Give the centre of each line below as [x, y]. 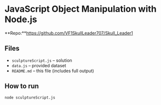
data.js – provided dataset [39, 65]
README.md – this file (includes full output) [53, 71]
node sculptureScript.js [30, 97]
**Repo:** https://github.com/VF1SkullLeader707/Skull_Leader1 [69, 33]
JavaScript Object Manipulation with [80, 9]
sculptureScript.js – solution [42, 60]
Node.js [21, 19]
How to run [22, 86]
